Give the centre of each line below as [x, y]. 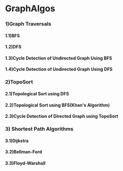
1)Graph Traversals [28, 24]
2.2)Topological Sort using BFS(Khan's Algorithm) [58, 105]
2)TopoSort [19, 82]
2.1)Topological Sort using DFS [37, 94]
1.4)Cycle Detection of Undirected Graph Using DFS [59, 69]
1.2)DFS [13, 47]
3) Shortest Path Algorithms [39, 129]
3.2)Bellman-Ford [24, 152]
